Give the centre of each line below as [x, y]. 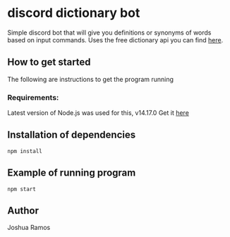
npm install [25, 151]
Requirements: [33, 97]
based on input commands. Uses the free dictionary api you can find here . [115, 39]
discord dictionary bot [74, 13]
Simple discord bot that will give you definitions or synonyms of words [109, 32]
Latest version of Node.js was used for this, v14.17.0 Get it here [98, 113]
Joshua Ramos [29, 228]
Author [23, 211]
